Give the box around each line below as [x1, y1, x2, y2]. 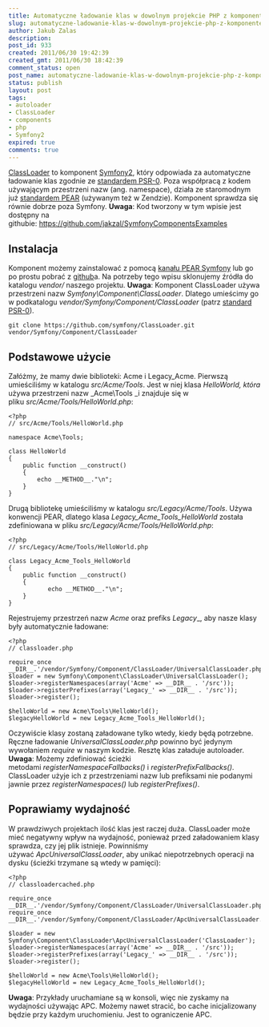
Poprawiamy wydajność [8, 803, 130, 816]
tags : [8, 94, 26, 102]
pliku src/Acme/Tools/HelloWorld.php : [8, 397, 134, 406]
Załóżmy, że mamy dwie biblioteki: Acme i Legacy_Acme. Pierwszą [8, 372, 228, 381]
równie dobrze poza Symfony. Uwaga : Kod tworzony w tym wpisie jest [8, 202, 242, 211]
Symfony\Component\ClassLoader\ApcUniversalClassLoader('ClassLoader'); [8, 936, 256, 944]
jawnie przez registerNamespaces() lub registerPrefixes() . [8, 779, 200, 789]
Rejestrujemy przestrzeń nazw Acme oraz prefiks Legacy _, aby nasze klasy [8, 614, 258, 622]
